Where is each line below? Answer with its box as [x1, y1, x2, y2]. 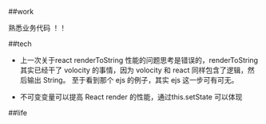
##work [8, 7, 34, 16]
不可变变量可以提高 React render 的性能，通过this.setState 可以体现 [19, 92, 243, 102]
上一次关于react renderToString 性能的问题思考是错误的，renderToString [19, 56, 258, 64]
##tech [8, 39, 32, 48]
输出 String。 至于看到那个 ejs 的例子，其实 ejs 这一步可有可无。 [26, 76, 239, 84]
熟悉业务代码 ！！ [8, 23, 66, 33]
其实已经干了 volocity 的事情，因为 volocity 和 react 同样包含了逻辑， [19, 65, 248, 75]
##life [8, 108, 28, 118]
